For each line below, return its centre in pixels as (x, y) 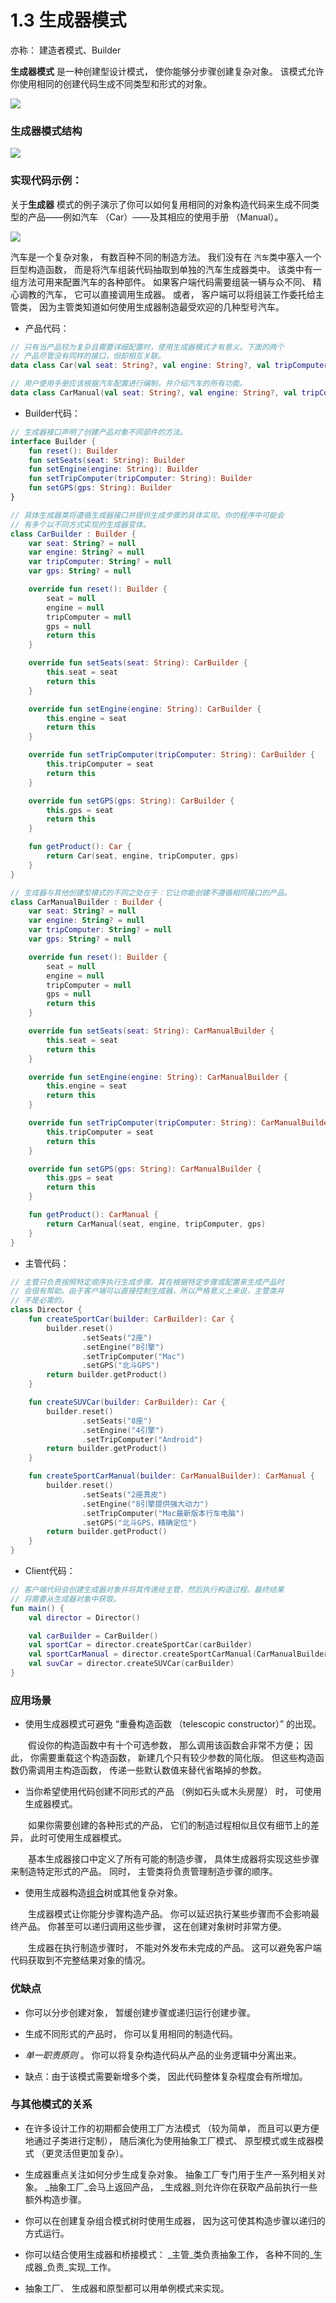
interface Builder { (53, 441)
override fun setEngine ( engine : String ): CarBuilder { (145, 709)
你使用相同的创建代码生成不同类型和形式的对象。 (111, 83)
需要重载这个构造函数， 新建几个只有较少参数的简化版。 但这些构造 (177, 1758)
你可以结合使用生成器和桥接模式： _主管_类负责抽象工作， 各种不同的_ (169, 2254)
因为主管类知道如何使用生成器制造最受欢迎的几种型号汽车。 (161, 307)
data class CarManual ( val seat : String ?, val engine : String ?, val (154, 393)
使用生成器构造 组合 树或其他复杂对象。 (103, 1893)
